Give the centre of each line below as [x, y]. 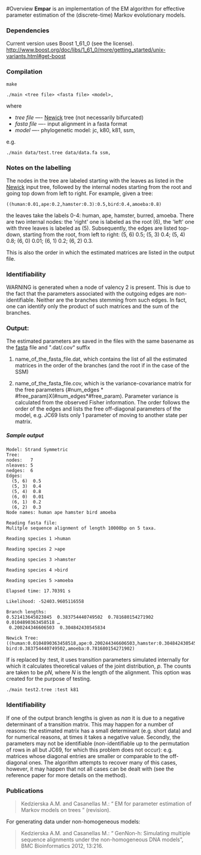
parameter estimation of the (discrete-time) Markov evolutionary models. [96, 15]
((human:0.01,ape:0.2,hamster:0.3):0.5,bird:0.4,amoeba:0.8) [84, 204]
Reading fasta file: [32, 523]
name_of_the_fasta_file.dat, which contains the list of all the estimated [101, 359]
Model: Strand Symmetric [37, 450]
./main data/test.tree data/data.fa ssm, [59, 153]
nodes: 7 [20, 460]
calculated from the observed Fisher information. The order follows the [102, 403]
